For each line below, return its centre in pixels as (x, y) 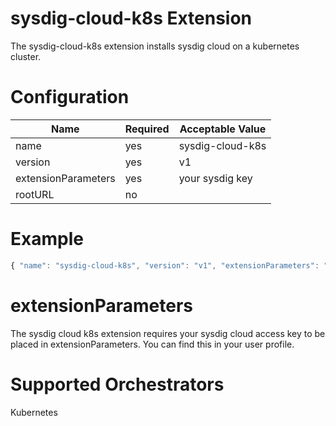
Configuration (70, 97)
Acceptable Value (223, 129)
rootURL (35, 194)
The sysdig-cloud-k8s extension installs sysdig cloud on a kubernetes (155, 46)
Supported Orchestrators (117, 384)
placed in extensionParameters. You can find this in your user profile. (152, 344)
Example (47, 239)
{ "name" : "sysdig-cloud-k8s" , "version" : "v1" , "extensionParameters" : (165, 265)
